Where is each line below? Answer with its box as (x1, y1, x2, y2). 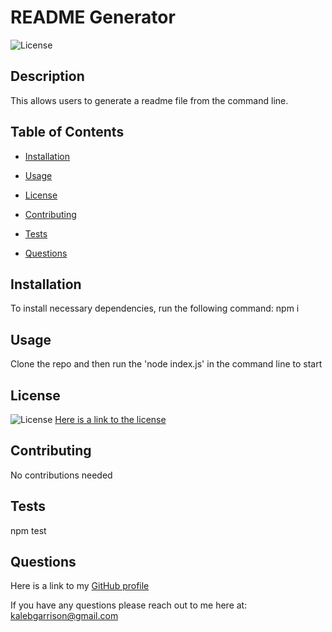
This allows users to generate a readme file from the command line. (10, 94, 289, 106)
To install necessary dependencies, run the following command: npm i (10, 302, 300, 315)
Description (10, 68, 85, 85)
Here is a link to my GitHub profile (10, 580, 150, 592)
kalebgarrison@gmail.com (10, 610, 119, 622)
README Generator (10, 6, 176, 29)
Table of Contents (10, 124, 125, 141)
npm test (10, 524, 47, 536)
